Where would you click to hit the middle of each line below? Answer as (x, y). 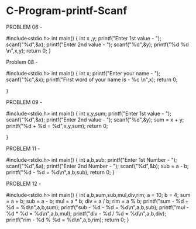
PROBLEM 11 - (23, 148)
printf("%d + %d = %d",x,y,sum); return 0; (57, 126)
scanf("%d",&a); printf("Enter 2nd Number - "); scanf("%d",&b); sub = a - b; (97, 166)
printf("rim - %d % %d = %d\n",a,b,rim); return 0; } (68, 220)
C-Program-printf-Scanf (67, 11)
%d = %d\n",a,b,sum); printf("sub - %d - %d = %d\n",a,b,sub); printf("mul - (97, 207)
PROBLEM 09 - (24, 102)
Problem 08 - (22, 62)
